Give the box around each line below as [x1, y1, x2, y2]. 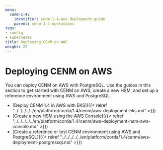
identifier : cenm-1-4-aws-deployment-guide [14, 16, 106, 21]
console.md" [12, 123, 39, 129]
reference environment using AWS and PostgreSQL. [5, 92, 111, 98]
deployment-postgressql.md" [12, 139, 73, 145]
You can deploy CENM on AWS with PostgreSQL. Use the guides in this [5, 82, 151, 88]
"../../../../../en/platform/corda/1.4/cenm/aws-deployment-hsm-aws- [12, 118, 151, 124]
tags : [5, 26, 16, 31]
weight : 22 [5, 44, 28, 49]
